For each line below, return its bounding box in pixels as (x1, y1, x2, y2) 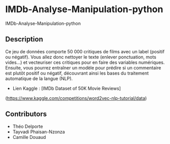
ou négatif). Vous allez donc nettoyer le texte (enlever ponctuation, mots (5, 54, 156, 60)
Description (5, 35, 43, 44)
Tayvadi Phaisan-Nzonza (12, 128, 65, 135)
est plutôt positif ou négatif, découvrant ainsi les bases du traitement (5, 70, 149, 76)
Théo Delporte (12, 123, 43, 129)
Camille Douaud (12, 134, 46, 140)
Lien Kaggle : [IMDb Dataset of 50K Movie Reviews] (12, 85, 121, 91)
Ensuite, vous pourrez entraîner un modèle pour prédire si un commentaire (5, 64, 161, 70)
